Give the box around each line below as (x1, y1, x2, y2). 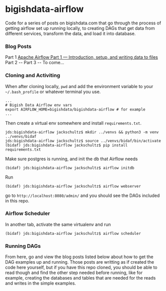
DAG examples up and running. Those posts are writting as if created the (5, 259, 154, 265)
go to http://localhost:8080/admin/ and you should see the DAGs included (5, 193, 160, 198)
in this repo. (5, 197, 30, 203)
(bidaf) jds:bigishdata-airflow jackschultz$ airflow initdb (5, 165, 135, 170)
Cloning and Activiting (5, 72, 61, 79)
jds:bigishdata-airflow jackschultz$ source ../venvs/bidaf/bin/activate (5, 138, 162, 143)
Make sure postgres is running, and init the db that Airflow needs (5, 156, 138, 162)
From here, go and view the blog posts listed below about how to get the (5, 254, 154, 260)
